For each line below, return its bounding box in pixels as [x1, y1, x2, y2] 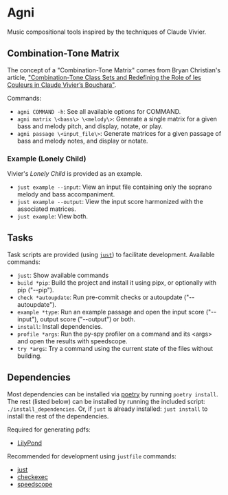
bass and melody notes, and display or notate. [16, 137, 148, 145]
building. [16, 352, 43, 360]
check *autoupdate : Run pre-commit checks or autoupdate [16, 293, 183, 301]
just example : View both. [16, 212, 88, 221]
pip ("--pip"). [16, 285, 54, 294]
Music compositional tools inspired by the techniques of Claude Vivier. [7, 28, 207, 36]
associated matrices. [16, 205, 77, 213]
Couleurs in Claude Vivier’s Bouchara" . [7, 81, 117, 89]
